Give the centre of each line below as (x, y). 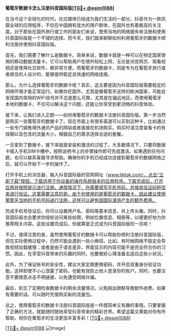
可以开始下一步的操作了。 (45, 164)
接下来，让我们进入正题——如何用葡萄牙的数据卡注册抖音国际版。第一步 (81, 115)
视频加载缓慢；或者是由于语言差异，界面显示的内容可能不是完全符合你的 (85, 247)
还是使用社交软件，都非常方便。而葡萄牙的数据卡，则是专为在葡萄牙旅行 (85, 68)
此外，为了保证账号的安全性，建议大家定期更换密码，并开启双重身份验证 (81, 264)
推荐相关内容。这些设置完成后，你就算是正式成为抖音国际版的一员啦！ (79, 224)
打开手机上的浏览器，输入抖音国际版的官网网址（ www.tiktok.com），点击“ (82, 175)
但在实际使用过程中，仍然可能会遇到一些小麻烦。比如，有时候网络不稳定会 (83, 241)
